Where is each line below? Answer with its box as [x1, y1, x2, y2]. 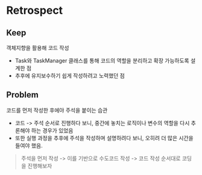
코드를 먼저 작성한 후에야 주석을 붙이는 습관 [6, 106, 108, 114]
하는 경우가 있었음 [31, 127, 74, 134]
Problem [6, 90, 39, 100]
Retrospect [6, 4, 63, 17]
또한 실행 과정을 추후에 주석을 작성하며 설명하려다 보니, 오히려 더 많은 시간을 [14, 134, 194, 141]
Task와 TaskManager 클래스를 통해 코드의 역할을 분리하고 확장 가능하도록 [14, 57, 189, 64]
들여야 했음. [14, 142, 43, 149]
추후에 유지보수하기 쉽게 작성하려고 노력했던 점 [14, 72, 125, 79]
